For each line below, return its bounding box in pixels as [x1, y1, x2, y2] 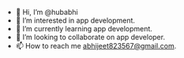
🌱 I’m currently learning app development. [15, 24, 152, 33]
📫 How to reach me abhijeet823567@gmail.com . [15, 42, 177, 50]
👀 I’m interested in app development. [15, 16, 136, 25]
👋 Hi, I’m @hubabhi [15, 8, 78, 16]
